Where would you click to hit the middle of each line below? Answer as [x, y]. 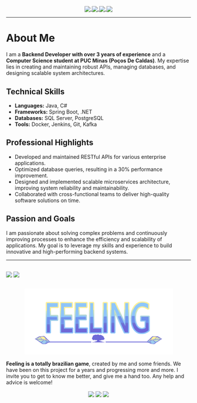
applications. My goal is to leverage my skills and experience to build [89, 245]
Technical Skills [35, 92]
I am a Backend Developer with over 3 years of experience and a [86, 54]
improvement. [31, 175]
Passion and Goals [40, 219]
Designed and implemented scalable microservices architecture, [92, 182]
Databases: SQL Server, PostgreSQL [59, 118]
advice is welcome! [29, 382]
